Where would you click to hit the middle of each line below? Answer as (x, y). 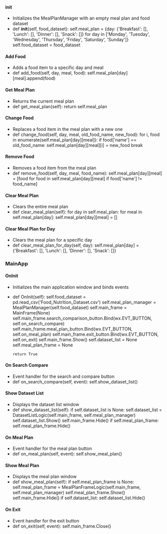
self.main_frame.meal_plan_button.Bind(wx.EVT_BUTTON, (72, 329)
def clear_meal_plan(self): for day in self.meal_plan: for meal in (77, 212)
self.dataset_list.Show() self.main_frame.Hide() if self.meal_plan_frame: (86, 420)
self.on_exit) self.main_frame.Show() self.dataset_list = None (75, 339)
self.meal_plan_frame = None (43, 345)
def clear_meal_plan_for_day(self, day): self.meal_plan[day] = (76, 245)
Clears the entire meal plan (40, 207)
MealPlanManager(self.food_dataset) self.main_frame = (69, 308)
